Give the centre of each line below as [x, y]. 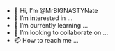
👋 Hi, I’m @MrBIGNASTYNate [56, 11]
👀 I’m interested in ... [43, 18]
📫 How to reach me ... [46, 40]
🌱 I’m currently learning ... [51, 25]
